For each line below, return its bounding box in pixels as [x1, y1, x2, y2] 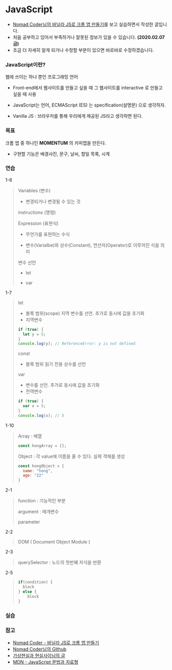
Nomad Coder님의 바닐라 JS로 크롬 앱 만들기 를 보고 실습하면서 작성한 [12, 21, 154, 27]
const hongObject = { [17, 463, 64, 468]
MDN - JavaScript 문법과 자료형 [12, 659, 79, 665]
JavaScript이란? [5, 61, 46, 68]
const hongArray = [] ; [17, 443, 67, 448]
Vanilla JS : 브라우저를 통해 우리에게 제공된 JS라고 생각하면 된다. [12, 113, 143, 119]
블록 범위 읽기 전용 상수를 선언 [25, 361, 86, 367]
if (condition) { [17, 580, 53, 585]
